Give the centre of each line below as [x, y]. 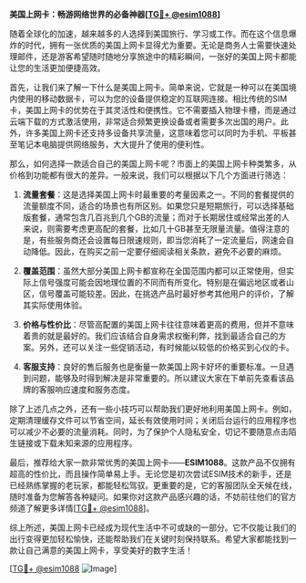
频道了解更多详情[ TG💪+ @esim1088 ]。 [82, 508]
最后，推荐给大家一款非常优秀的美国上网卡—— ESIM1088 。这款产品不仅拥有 [153, 463]
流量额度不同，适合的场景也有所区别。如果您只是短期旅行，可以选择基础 [158, 206]
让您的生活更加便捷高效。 [57, 68]
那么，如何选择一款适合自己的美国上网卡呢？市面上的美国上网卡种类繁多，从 [153, 164]
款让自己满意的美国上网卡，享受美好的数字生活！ [101, 550]
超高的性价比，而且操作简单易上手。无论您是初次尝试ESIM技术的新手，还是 [151, 474]
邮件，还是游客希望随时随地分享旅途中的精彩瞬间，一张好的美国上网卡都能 [157, 57]
